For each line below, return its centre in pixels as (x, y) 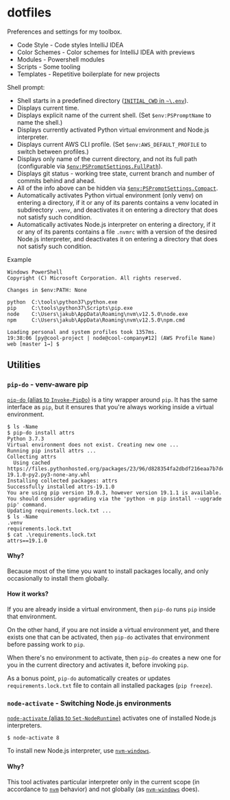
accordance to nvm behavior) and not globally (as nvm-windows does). (103, 789)
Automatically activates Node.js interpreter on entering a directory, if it (116, 224)
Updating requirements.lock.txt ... (59, 511)
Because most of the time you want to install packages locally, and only (108, 571)
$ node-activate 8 (33, 738)
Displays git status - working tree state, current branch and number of (116, 173)
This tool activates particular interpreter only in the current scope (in (103, 781)
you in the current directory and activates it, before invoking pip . (98, 665)
